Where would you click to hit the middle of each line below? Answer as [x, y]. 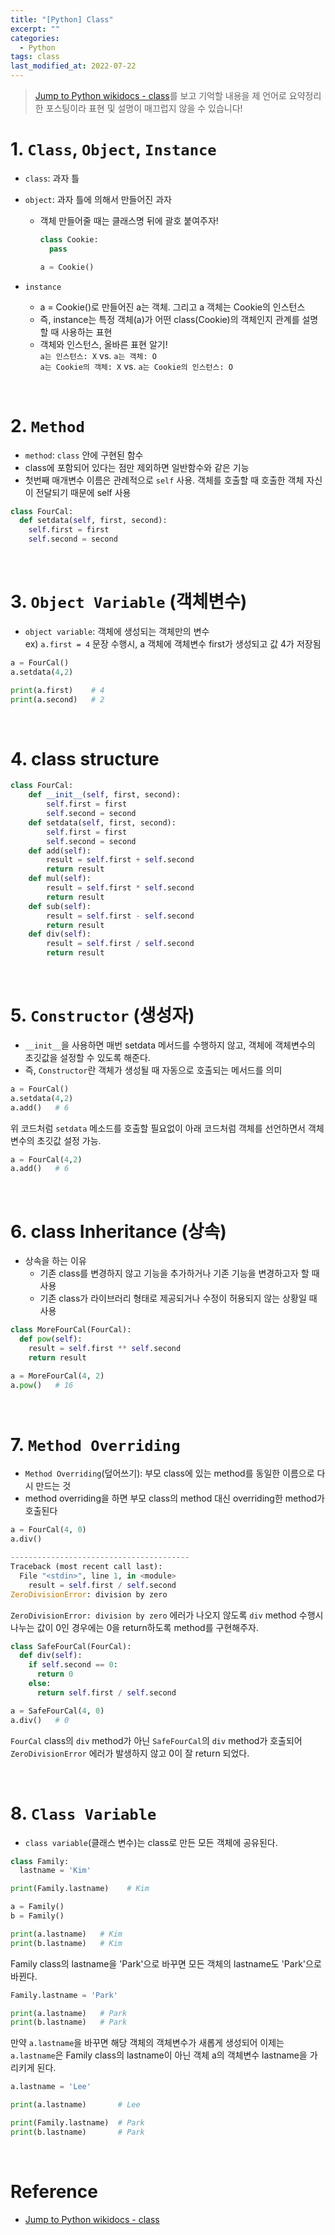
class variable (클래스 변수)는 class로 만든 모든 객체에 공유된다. [151, 1842]
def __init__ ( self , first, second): [105, 795]
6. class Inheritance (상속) [118, 1231]
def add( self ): [60, 851]
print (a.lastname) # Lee [75, 2105]
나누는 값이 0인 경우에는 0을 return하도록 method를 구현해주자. [134, 1627]
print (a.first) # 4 [57, 690]
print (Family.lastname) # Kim [80, 1889]
